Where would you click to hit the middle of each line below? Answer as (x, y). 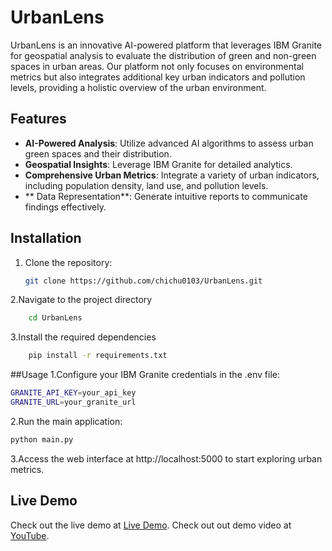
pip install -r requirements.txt (98, 356)
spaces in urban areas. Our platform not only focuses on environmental (157, 66)
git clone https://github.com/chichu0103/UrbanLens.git (143, 281)
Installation (46, 238)
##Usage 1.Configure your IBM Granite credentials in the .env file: (145, 375)
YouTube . (30, 535)
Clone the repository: (68, 262)
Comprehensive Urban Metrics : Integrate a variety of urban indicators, (172, 175)
